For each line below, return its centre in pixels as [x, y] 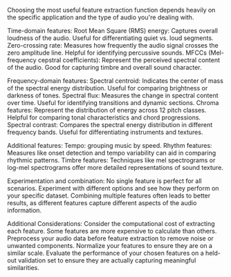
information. [25, 210]
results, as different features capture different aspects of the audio [102, 203]
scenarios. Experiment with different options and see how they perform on [113, 188]
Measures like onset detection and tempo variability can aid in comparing [112, 153]
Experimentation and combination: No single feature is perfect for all [104, 181]
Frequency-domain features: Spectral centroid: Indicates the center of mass [115, 81]
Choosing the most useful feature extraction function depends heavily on [111, 10]
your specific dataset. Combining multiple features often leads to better [109, 195]
